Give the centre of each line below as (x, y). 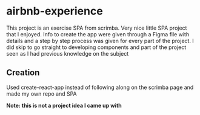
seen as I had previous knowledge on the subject (68, 53)
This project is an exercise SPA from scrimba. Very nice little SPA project (97, 28)
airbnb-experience (55, 11)
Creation (23, 73)
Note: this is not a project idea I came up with (64, 105)
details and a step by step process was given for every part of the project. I (100, 41)
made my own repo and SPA (42, 94)
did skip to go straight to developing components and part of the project (96, 47)
